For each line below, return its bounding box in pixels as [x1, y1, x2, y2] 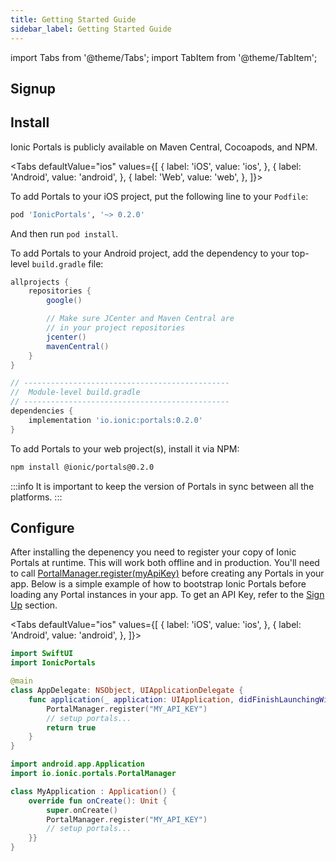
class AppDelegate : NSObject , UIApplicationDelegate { [10, 686, 244, 696]
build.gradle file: [31, 257, 104, 270]
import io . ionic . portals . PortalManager [10, 769, 177, 779]
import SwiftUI [10, 649, 74, 659]
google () [46, 296, 83, 306]
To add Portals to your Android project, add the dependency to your [10, 247, 290, 259]
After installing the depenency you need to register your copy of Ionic [10, 546, 297, 558]
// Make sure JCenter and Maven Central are [46, 314, 235, 324]
